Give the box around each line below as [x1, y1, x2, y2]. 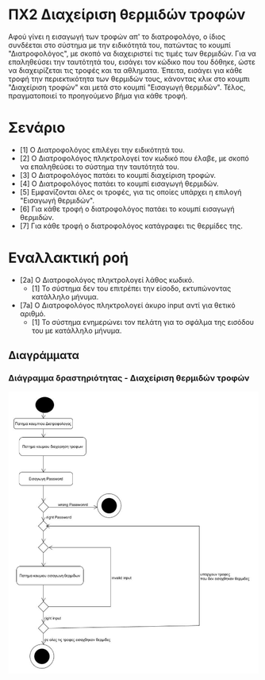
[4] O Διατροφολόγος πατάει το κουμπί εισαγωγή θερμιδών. [19, 179, 220, 188]
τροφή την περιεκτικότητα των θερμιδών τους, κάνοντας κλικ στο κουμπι [8, 74, 250, 83]
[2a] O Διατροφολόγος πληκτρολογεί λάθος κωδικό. [19, 275, 194, 284]
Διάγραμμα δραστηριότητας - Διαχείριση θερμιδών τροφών [8, 373, 250, 384]
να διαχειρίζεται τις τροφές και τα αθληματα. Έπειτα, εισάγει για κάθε [8, 65, 243, 75]
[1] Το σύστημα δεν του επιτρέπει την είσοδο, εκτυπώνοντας [31, 284, 232, 293]
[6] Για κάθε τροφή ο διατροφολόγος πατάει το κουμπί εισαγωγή [19, 204, 236, 214]
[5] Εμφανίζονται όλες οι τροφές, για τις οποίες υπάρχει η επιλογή [19, 187, 242, 196]
